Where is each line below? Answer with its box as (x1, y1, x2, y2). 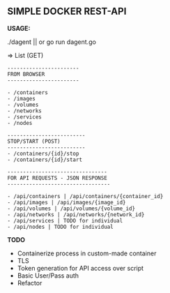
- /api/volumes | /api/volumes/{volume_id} (7, 205, 136, 212)
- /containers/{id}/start (7, 156, 82, 163)
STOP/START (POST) (7, 137, 61, 145)
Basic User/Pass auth (17, 271, 79, 280)
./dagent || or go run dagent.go (7, 38, 96, 46)
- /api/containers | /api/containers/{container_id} (7, 193, 164, 200)
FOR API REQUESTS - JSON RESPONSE (7, 174, 108, 181)
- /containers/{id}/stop (7, 150, 79, 157)
